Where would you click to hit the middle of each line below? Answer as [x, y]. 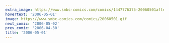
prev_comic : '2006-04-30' [32, 28]
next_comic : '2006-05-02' [32, 23]
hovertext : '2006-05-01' [31, 14]
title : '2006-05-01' [27, 33]
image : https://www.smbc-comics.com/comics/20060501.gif [66, 19]
